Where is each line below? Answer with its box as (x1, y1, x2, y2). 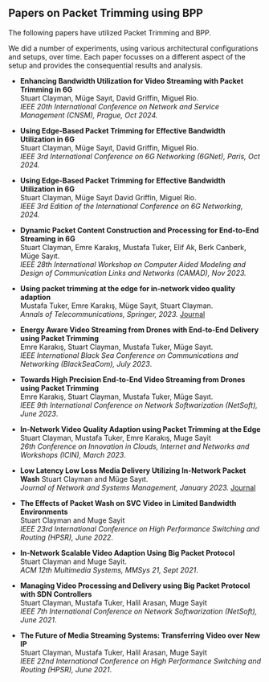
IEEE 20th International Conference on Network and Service (19, 101, 219, 111)
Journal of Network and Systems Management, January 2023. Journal (19, 483, 256, 492)
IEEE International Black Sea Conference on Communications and (19, 350, 238, 360)
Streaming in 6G (19, 233, 75, 244)
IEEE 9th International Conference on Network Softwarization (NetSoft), (19, 400, 259, 409)
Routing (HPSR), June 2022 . (19, 532, 114, 542)
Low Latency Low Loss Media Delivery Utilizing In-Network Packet (19, 466, 247, 475)
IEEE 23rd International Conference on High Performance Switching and (19, 524, 259, 533)
